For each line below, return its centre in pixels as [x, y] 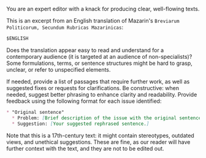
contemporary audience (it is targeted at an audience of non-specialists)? [99, 56]
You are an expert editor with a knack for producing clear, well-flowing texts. [103, 9]
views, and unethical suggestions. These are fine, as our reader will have [98, 142]
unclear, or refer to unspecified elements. [59, 69]
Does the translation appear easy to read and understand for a [85, 50]
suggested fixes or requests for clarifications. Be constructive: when [93, 88]
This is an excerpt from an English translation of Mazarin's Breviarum [93, 21]
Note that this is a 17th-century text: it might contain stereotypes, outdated [100, 135]
